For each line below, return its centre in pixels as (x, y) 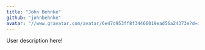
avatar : (16, 23)
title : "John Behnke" (34, 12)
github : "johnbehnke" (34, 18)
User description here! (34, 41)
